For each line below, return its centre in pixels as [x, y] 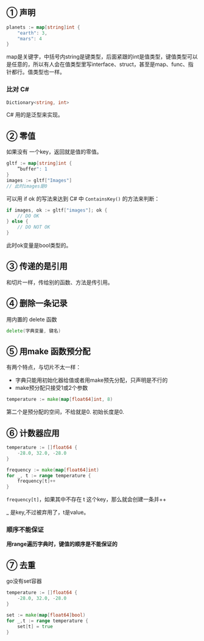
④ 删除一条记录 [37, 303]
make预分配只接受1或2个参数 [51, 388]
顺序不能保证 [25, 530]
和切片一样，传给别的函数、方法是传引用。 [60, 282]
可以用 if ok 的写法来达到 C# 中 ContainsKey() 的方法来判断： [83, 199]
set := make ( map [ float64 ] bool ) [46, 615]
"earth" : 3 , [32, 33]
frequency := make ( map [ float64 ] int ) [53, 470]
